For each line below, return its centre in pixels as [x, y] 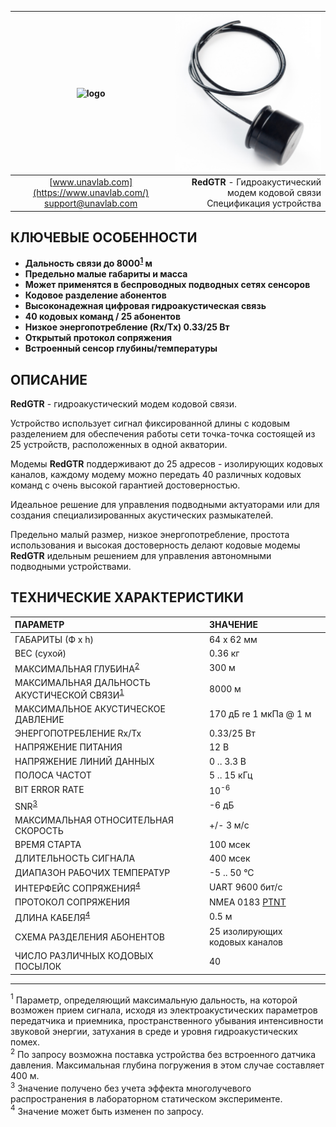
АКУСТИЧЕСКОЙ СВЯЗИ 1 [69, 694]
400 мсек [230, 858]
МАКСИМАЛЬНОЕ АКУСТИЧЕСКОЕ [90, 708]
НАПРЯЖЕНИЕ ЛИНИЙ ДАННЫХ [84, 761]
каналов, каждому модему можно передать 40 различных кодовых [156, 474]
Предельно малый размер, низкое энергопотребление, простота [150, 534]
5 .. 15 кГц [231, 775]
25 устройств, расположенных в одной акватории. [119, 444]
